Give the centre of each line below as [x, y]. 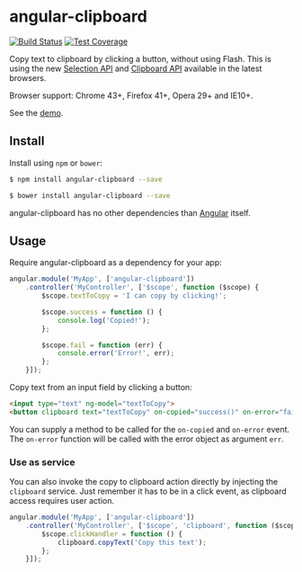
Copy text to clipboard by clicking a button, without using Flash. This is [140, 58]
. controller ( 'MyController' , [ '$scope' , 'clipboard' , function [147, 525]
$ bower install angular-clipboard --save [90, 195]
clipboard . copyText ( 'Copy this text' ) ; [132, 542]
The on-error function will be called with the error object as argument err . [147, 439]
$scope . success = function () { [102, 312]
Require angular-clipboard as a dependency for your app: [115, 263]
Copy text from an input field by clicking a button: [101, 388]
